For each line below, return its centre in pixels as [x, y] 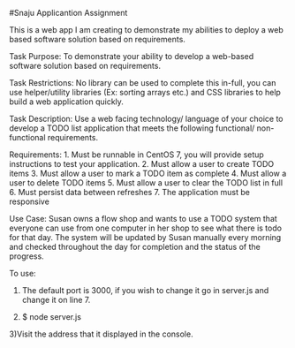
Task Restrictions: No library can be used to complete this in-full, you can [143, 83]
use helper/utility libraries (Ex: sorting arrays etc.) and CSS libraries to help [145, 92]
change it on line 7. [56, 300]
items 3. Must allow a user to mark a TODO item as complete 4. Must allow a [148, 173]
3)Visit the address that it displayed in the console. [101, 334]
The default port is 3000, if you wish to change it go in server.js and [145, 290]
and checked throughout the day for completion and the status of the [135, 247]
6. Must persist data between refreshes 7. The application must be [129, 192]
